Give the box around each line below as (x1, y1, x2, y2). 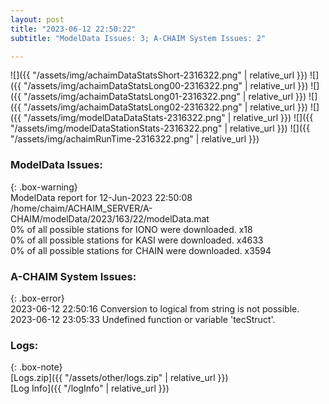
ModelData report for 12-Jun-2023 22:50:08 (10, 191, 193, 203)
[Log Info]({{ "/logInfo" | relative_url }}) (10, 382, 170, 395)
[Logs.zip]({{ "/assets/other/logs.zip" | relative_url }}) (10, 372, 229, 384)
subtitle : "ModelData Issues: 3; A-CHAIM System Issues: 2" (10, 33, 267, 43)
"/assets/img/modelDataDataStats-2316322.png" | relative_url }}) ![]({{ (23, 112, 314, 124)
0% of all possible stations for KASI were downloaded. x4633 (10, 234, 264, 246)
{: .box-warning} (10, 181, 78, 193)
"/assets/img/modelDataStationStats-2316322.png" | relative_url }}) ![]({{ (10, 122, 310, 135)
